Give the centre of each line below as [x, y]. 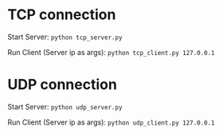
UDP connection [62, 85]
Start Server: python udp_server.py [65, 106]
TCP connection [62, 15]
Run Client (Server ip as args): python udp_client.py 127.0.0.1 [111, 122]
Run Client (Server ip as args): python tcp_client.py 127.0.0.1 [111, 52]
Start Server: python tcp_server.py [65, 37]
